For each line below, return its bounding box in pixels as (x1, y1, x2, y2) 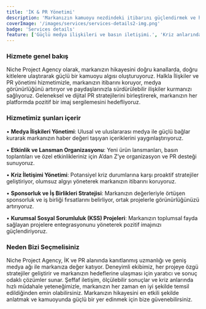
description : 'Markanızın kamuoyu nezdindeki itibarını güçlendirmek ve (6, 15, 196, 21)
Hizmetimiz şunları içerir (6, 114, 81, 123)
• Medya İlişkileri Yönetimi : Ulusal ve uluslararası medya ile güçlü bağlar (6, 128, 191, 135)
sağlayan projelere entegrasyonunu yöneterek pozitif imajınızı (6, 221, 162, 228)
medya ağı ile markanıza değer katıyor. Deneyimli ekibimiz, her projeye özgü (6, 263, 199, 270)
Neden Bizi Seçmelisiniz (6, 243, 80, 251)
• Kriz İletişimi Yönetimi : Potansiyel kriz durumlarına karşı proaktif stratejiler (6, 171, 199, 178)
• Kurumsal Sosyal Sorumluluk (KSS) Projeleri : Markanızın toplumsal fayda (6, 214, 198, 221)
